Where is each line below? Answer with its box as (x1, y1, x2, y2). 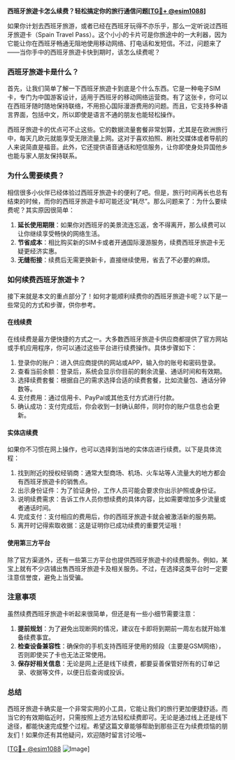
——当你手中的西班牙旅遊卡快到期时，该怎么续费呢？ (7, 48, 161, 56)
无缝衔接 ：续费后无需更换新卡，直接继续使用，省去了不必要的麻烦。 (17, 255, 214, 264)
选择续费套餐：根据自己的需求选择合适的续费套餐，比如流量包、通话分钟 (17, 376, 226, 384)
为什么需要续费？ (7, 171, 65, 181)
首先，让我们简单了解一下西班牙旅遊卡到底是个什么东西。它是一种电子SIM (7, 84, 221, 93)
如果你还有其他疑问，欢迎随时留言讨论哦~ (25, 731, 147, 739)
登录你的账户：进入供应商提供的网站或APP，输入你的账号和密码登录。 (17, 358, 220, 367)
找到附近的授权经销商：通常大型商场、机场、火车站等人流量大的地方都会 (17, 469, 226, 477)
